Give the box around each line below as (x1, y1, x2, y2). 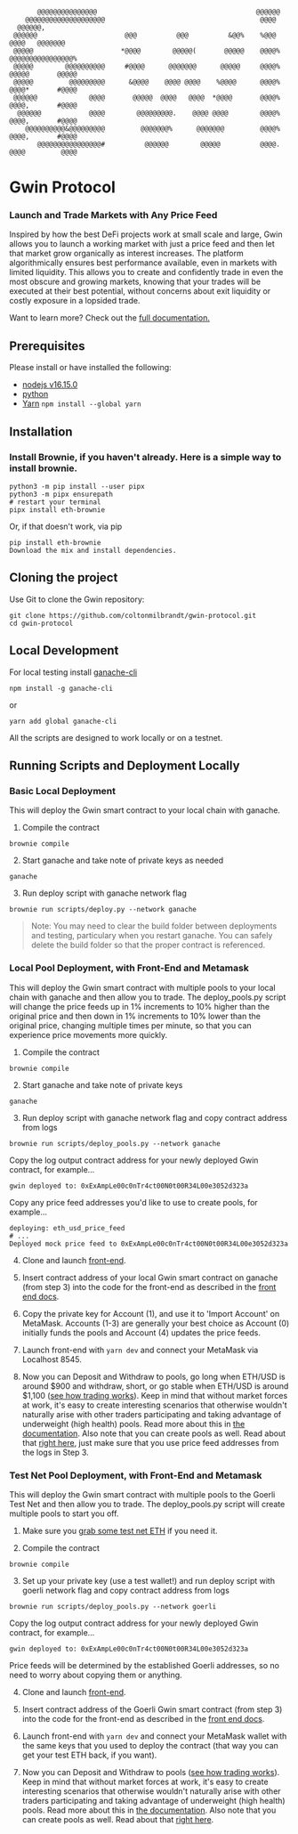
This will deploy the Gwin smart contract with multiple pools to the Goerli (9, 1489, 276, 1499)
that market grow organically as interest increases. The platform (9, 248, 244, 259)
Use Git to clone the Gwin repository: (9, 594, 145, 605)
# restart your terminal (9, 498, 101, 507)
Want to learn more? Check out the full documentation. (9, 312, 211, 323)
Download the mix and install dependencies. (9, 546, 177, 555)
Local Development (9, 643, 119, 658)
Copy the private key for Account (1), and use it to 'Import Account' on (21, 1308, 280, 1319)
